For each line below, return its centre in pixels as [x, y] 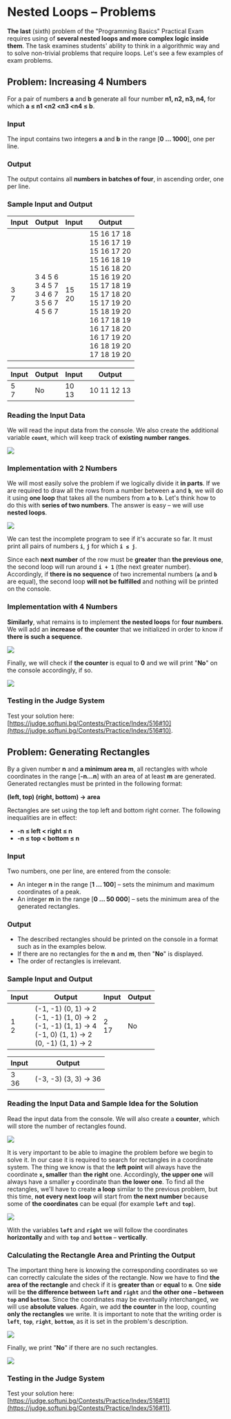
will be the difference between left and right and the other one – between [115, 1292]
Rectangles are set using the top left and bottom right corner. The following [114, 810]
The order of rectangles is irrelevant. [69, 961]
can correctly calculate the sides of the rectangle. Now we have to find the [113, 1278]
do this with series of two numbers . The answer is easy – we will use [106, 505]
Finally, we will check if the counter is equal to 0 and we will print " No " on [112, 663]
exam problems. [30, 60]
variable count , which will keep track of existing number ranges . [99, 437]
